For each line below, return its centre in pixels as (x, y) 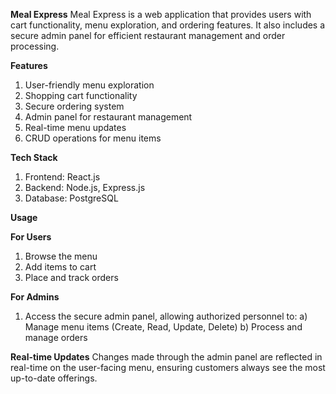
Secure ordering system (74, 106)
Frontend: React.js (62, 177)
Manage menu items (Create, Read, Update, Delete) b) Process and (163, 327)
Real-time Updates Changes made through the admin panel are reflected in (166, 357)
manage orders (56, 337)
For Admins (35, 297)
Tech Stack (34, 157)
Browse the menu (61, 256)
